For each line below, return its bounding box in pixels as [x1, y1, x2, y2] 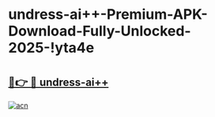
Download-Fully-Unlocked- [8, 22, 191, 40]
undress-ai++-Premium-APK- [8, 5, 208, 24]
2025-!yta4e [8, 39, 95, 57]
